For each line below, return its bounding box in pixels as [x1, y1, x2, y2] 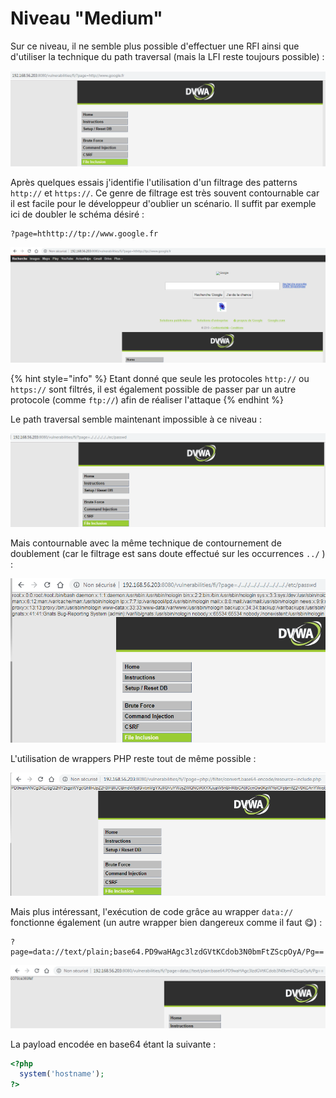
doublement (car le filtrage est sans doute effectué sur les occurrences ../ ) [10, 548, 326, 560]
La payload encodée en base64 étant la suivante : [10, 1038, 217, 1050]
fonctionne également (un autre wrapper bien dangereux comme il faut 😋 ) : [10, 916, 323, 928]
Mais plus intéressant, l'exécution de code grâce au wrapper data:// [10, 905, 294, 917]
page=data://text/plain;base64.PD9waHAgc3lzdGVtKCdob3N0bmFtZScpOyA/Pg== [10, 947, 325, 957]
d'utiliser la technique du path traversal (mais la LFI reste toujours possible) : [10, 50, 325, 62]
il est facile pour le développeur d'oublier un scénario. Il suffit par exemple [10, 197, 317, 209]
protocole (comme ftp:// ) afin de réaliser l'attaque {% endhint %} [10, 394, 285, 406]
